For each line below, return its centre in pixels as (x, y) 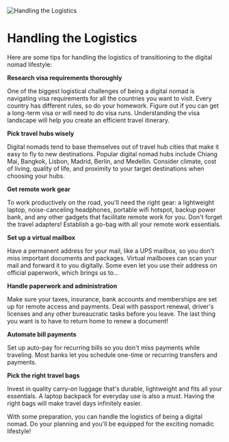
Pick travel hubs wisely (41, 133)
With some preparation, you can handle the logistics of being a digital (105, 416)
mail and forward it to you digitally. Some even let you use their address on (112, 265)
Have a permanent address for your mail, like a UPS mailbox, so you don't (111, 251)
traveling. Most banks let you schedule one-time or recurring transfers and (112, 355)
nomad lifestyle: (30, 64)
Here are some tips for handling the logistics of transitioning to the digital (110, 57)
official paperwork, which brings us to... (63, 272)
